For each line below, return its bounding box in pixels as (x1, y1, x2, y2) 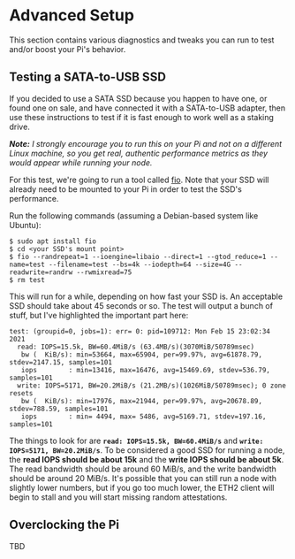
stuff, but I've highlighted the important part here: (9, 310, 189, 320)
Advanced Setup (9, 5, 135, 26)
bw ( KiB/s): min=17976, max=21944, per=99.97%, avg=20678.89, (20, 396, 263, 405)
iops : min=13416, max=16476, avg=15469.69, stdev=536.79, (20, 365, 271, 374)
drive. (9, 121, 31, 132)
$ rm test (9, 275, 46, 284)
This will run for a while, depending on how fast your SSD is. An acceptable (9, 291, 284, 302)
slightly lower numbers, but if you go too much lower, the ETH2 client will (9, 482, 276, 493)
